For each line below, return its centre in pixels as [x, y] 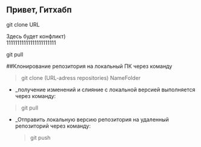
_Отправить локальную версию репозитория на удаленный [92, 119]
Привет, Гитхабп [39, 10]
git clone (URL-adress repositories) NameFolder [81, 77]
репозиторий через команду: [53, 126]
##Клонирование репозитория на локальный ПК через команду [89, 66]
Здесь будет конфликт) [36, 36]
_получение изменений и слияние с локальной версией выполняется [105, 90]
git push [40, 137]
